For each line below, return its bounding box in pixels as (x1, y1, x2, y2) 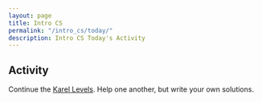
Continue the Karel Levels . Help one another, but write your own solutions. (8, 84, 255, 94)
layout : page (8, 11, 52, 20)
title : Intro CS (8, 19, 63, 27)
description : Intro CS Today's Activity (8, 33, 146, 42)
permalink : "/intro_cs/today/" (8, 26, 113, 34)
